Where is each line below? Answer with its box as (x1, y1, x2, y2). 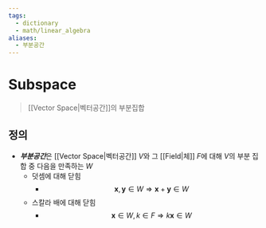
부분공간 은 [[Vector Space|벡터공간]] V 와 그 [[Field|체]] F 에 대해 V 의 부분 (19, 151, 251, 160)
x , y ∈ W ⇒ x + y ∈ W (114, 184, 190, 194)
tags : (8, 11, 26, 20)
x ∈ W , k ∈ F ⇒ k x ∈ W (111, 210, 193, 220)
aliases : (8, 33, 37, 42)
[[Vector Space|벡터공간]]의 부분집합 (27, 103, 145, 112)
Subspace (8, 76, 77, 94)
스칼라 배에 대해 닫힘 (31, 197, 96, 207)
